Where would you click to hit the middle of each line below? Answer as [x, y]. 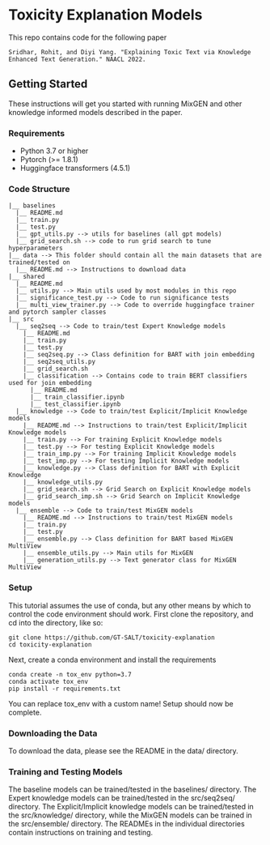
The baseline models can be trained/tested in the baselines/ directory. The [133, 790]
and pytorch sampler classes [57, 312]
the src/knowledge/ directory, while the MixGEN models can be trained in [130, 815]
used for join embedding [50, 383]
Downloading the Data [53, 733]
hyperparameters [36, 249]
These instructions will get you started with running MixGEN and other [125, 104]
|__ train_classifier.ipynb [77, 397]
